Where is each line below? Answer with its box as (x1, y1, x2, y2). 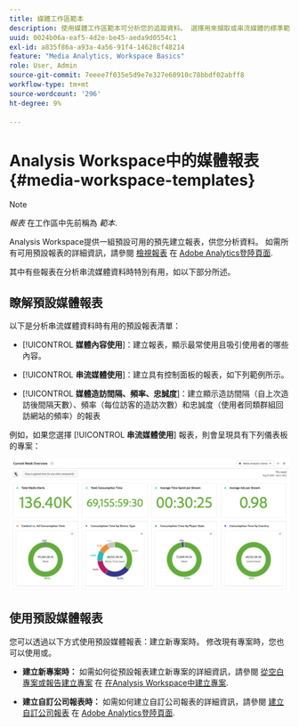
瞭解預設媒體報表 (9, 295, 103, 311)
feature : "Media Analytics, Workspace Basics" (9, 52, 185, 61)
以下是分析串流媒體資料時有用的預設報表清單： (9, 320, 181, 331)
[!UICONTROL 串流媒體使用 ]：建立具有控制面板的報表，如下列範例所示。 (21, 369, 289, 380)
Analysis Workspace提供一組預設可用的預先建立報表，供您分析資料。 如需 (9, 237, 281, 247)
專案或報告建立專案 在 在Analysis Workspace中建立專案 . (21, 677, 229, 688)
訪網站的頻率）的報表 (21, 410, 101, 422)
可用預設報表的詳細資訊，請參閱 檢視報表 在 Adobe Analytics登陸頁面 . (16, 247, 273, 258)
